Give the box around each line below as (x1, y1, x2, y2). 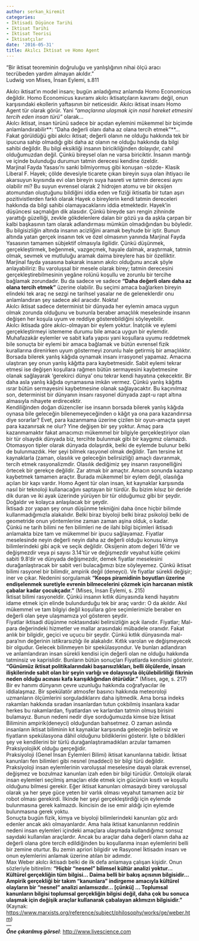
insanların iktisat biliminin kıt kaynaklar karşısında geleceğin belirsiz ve (6, 726, 178, 733)
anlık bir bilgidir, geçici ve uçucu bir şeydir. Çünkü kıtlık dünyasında (6, 631, 170, 638)
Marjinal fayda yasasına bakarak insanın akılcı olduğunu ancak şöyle (6, 258, 173, 265)
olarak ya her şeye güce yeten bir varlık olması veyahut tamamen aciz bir (6, 789, 185, 796)
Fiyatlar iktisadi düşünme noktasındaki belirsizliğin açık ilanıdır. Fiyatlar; (6, 618, 180, 625)
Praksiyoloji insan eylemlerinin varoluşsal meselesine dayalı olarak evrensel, (6, 763, 192, 770)
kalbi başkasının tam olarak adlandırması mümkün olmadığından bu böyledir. (6, 221, 193, 228)
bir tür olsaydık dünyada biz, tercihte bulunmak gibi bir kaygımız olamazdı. (6, 435, 187, 442)
